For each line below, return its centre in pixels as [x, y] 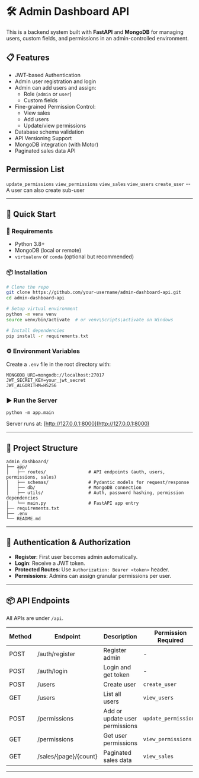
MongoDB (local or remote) [48, 251]
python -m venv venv [32, 314]
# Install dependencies [36, 330]
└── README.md [24, 518]
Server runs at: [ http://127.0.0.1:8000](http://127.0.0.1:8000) [78, 424]
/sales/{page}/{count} [68, 756]
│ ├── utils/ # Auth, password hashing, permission [95, 493]
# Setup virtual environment [42, 309]
